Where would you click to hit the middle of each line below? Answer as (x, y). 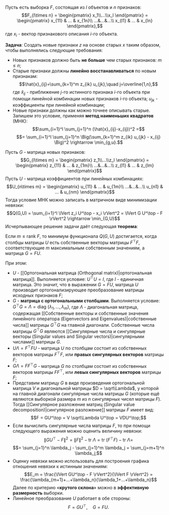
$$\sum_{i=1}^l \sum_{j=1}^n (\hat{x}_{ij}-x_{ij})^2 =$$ (88, 129)
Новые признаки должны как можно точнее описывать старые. (81, 110)
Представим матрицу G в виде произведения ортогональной (78, 383)
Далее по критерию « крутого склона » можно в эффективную (80, 487)
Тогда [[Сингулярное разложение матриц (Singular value (74, 405)
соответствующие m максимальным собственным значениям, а (75, 248)
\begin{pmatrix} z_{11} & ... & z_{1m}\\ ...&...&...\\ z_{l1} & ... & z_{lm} (85, 165)
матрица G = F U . (23, 253)
